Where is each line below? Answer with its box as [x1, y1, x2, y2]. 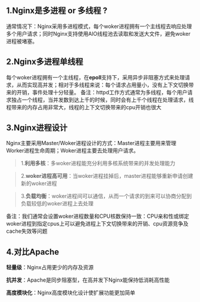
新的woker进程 [20, 180, 58, 187]
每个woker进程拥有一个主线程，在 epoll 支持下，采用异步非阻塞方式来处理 [6, 73, 185, 81]
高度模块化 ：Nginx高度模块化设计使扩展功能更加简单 [6, 289, 136, 297]
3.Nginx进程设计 [6, 123, 68, 133]
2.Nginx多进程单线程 [6, 57, 83, 67]
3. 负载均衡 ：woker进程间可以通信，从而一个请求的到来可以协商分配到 [20, 193, 192, 200]
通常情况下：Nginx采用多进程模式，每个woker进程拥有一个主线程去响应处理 [6, 23, 192, 30]
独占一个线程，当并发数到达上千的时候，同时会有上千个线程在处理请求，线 [11, 96, 194, 103]
